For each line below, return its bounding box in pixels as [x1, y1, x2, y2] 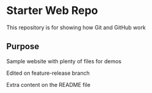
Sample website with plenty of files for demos [6, 57, 122, 64]
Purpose [6, 41, 40, 52]
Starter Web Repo [6, 4, 98, 18]
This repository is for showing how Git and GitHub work [6, 24, 146, 31]
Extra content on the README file [6, 81, 90, 88]
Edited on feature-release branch [6, 69, 90, 77]
